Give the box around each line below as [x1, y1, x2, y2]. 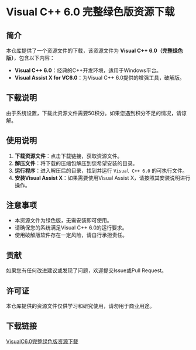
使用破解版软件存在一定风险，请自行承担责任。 [14, 232, 128, 239]
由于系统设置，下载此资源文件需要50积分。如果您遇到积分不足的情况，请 [6, 109, 182, 116]
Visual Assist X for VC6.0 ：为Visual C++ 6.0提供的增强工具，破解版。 [14, 74, 185, 81]
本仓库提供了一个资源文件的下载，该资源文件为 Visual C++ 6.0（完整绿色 [6, 47, 183, 54]
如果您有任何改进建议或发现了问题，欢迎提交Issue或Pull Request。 [6, 267, 167, 274]
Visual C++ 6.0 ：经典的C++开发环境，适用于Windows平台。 [14, 67, 162, 74]
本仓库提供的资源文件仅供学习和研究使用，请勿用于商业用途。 [6, 303, 155, 310]
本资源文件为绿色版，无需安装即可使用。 [14, 217, 112, 224]
